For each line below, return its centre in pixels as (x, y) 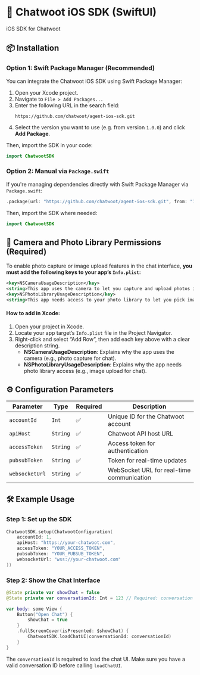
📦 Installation (33, 48)
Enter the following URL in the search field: (67, 105)
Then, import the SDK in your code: (49, 145)
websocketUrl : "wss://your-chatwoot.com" (69, 559)
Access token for (132, 443)
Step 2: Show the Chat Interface (53, 580)
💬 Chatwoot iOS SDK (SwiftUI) (81, 12)
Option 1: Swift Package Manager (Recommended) (80, 68)
